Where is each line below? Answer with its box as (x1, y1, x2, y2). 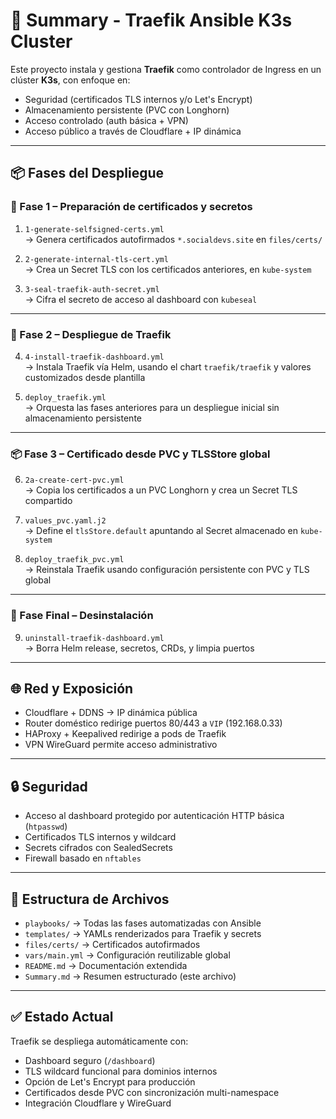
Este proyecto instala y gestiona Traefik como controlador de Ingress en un (10, 63, 322, 75)
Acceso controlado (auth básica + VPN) (24, 114, 189, 126)
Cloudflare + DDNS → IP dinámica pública (24, 707, 198, 719)
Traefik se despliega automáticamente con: (10, 1035, 189, 1047)
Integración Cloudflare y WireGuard (24, 1097, 172, 1109)
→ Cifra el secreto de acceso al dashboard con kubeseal (24, 293, 258, 305)
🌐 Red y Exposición (10, 680, 134, 697)
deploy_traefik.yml (24, 392, 107, 403)
